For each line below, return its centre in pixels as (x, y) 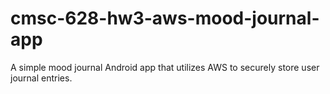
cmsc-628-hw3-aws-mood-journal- (165, 18)
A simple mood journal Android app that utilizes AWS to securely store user (165, 67)
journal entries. (41, 78)
